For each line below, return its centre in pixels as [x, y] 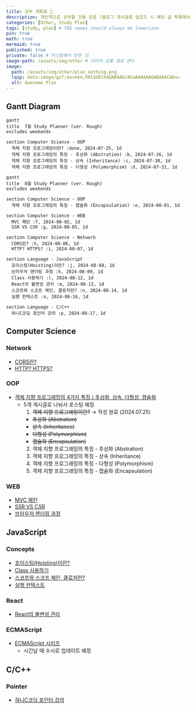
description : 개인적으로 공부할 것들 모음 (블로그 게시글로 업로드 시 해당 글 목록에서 [98, 17]
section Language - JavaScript [44, 259]
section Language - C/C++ [38, 307]
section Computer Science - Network [51, 237]
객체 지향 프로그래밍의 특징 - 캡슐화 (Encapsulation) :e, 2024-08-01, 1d [96, 205]
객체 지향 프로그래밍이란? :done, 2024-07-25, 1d [67, 148]
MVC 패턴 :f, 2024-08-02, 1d [46, 222]
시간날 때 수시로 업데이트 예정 [57, 651]
